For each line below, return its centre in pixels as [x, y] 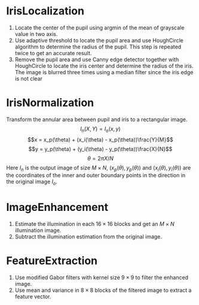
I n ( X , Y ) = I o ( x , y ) [100, 129]
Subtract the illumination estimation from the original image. [88, 237]
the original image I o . [32, 182]
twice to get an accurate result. [53, 53]
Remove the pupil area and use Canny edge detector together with [97, 59]
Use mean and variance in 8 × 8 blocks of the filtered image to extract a [103, 290]
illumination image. [38, 230]
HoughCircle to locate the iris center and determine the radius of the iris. [104, 66]
